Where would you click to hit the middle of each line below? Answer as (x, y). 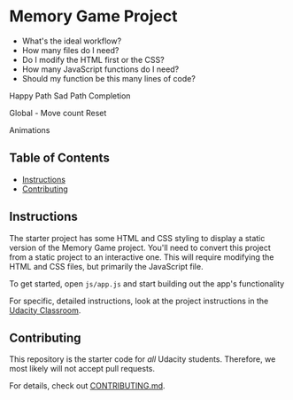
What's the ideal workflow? (72, 41)
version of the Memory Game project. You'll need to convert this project (140, 247)
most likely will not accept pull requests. (82, 369)
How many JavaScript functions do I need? (100, 69)
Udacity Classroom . (45, 310)
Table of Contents (60, 158)
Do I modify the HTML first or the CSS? (93, 59)
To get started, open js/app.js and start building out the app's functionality (147, 283)
